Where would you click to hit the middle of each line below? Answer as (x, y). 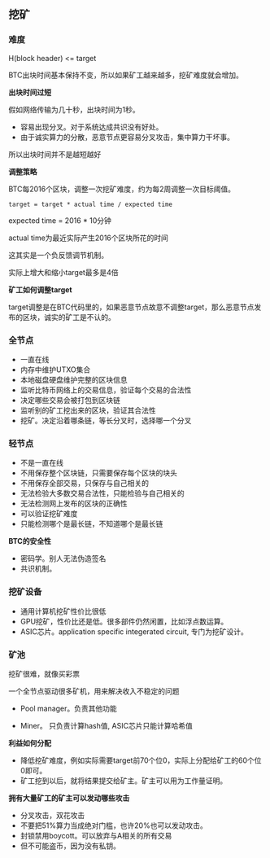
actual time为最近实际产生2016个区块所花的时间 (89, 238)
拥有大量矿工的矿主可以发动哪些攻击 (69, 798)
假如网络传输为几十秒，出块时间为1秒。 (74, 109)
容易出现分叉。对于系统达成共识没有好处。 (91, 127)
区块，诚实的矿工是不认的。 (69, 317)
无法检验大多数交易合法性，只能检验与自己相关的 (102, 493)
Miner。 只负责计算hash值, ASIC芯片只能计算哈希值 (106, 725)
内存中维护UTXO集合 (55, 370)
